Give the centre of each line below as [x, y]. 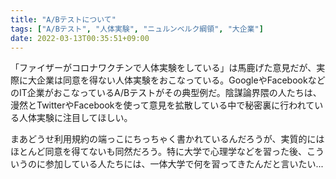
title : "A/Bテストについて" [63, 19]
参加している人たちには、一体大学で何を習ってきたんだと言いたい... [184, 164]
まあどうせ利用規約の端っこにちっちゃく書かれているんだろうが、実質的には [167, 139]
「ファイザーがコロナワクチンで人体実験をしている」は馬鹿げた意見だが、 [163, 68]
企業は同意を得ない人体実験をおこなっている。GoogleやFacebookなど [181, 80]
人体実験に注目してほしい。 [75, 118]
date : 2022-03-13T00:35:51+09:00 [80, 38]
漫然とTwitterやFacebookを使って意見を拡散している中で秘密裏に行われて [162, 105]
